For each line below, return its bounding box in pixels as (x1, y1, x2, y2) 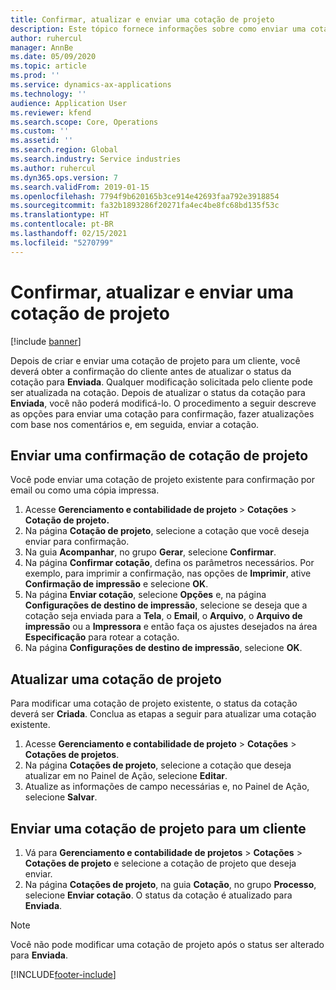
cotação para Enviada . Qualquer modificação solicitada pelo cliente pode (10, 376, 313, 388)
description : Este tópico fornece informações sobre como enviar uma (10, 24, 307, 34)
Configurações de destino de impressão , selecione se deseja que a (24, 599, 308, 611)
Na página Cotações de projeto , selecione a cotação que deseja (24, 759, 292, 771)
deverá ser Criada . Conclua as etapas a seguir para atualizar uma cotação (10, 708, 317, 720)
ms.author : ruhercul (10, 163, 97, 173)
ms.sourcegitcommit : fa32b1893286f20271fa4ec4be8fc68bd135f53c (10, 201, 280, 211)
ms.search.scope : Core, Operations (10, 117, 159, 127)
